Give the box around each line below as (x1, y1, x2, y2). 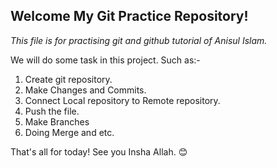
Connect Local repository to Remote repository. (24, 94, 221, 106)
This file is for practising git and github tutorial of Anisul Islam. (10, 34, 268, 46)
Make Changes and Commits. (24, 84, 147, 96)
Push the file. (24, 105, 80, 117)
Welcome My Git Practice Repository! (10, 8, 249, 25)
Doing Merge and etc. (24, 126, 115, 138)
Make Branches (24, 115, 90, 128)
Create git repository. (24, 73, 113, 85)
